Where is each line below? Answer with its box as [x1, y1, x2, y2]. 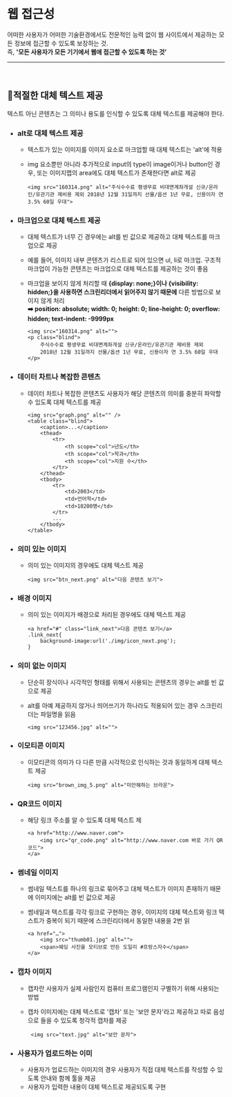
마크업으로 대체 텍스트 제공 [17, 216, 101, 225]
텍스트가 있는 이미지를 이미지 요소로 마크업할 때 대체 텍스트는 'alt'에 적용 [27, 146, 222, 154]
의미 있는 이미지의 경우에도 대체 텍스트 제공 [27, 561, 144, 569]
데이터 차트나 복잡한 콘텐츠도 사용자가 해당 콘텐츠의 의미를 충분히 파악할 [27, 389, 222, 397]
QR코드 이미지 [17, 799, 62, 808]
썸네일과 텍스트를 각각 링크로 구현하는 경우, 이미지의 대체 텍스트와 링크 [27, 908, 217, 916]
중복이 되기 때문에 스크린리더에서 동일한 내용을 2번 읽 [46, 917, 190, 925]
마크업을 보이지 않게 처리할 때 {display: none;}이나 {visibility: [27, 279, 199, 287]
